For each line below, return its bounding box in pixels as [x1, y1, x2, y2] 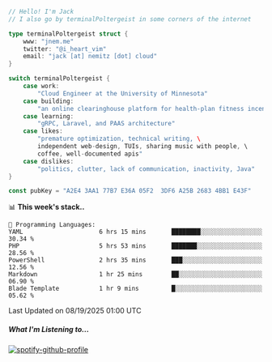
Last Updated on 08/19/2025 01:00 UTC [8, 306, 142, 316]
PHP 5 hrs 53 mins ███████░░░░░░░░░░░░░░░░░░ [8, 242, 263, 250]
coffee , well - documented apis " [37, 150, 143, 158]
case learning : [23, 112, 74, 121]
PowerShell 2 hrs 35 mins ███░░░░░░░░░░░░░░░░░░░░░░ [8, 256, 263, 265]
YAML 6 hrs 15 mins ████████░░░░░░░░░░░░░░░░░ [8, 228, 263, 236]
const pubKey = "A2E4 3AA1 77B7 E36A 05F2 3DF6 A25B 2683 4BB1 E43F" [8, 187, 252, 195]
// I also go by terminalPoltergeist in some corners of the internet [8, 15, 252, 23]
